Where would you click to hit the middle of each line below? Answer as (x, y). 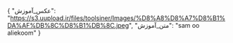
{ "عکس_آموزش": (32, 11)
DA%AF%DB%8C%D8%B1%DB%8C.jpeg (68, 25)
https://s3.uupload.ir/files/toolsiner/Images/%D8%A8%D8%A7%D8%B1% (118, 18)
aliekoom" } (24, 33)
